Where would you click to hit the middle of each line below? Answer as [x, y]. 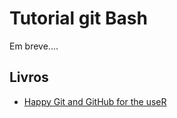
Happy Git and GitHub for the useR [95, 101]
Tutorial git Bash [78, 18]
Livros [29, 77]
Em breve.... [34, 46]
